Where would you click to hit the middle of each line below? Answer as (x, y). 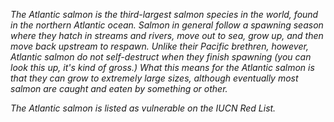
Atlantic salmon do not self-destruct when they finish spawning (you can (161, 57)
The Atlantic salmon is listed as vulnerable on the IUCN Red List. (143, 108)
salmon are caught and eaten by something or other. (119, 88)
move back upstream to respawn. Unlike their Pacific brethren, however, (159, 46)
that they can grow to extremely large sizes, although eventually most (154, 78)
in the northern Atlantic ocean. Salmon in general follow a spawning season (167, 25)
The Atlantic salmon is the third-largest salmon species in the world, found (164, 14)
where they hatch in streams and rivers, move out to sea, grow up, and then (167, 35)
